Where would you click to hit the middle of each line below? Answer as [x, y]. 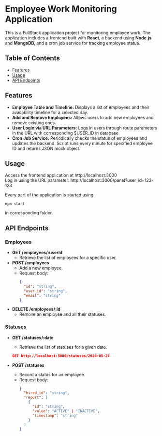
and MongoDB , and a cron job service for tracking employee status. [73, 43]
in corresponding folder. [29, 213]
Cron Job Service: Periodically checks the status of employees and [80, 138]
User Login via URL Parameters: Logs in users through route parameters [85, 128]
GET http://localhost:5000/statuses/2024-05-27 [61, 356]
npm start [15, 204]
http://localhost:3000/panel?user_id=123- [112, 180]
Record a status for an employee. [52, 374]
